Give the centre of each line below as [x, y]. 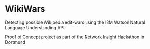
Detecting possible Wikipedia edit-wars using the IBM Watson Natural [75, 22]
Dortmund [15, 42]
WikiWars [25, 9]
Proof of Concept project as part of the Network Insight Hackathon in [75, 37]
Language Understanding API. [35, 27]
